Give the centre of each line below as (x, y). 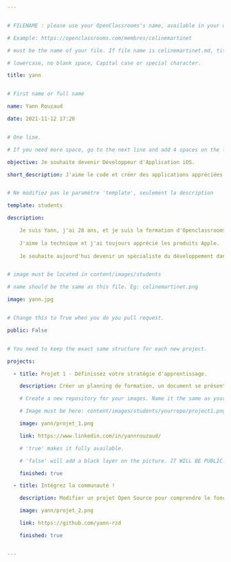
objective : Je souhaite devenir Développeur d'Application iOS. (101, 162)
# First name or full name (46, 94)
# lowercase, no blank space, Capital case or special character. (104, 63)
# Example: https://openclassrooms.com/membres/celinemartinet (100, 38)
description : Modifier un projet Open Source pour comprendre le (115, 498)
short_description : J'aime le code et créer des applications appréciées (115, 174)
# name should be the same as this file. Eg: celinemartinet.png (102, 287)
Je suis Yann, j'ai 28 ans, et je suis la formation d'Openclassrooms (123, 230)
